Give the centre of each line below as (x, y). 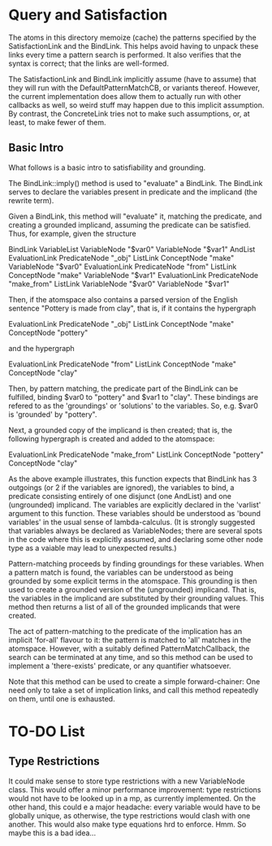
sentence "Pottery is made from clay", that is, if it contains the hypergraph (132, 308)
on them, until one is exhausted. (62, 698)
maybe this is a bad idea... (52, 833)
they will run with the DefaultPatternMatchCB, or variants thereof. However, (134, 88)
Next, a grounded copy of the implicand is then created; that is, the (121, 430)
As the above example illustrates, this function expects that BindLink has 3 (133, 479)
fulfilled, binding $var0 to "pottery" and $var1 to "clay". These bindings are (133, 397)
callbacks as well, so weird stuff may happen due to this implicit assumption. (136, 105)
